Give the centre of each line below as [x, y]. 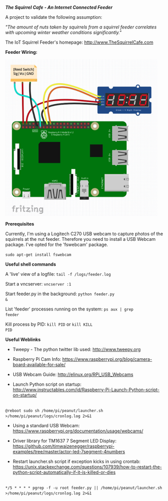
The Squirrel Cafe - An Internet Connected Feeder [59, 7]
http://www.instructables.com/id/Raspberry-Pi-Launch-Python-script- [86, 389]
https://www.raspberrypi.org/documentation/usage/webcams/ [78, 431]
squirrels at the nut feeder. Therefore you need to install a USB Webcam [80, 239]
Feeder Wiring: [21, 52]
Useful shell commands [31, 264]
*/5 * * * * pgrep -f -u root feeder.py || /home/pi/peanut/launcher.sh [84, 488]
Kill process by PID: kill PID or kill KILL [49, 324]
